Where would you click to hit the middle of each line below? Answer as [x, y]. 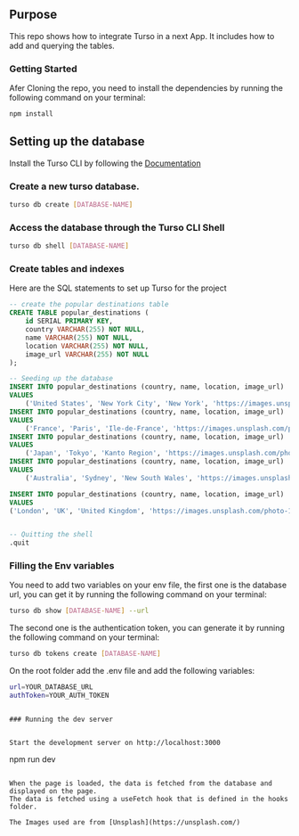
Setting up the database [77, 142]
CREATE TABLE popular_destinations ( [79, 313]
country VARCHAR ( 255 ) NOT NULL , [85, 330]
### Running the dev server [61, 719]
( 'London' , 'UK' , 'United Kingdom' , [77, 511]
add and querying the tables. [62, 45]
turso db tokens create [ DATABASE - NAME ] [85, 654]
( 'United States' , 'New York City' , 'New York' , [117, 404]
